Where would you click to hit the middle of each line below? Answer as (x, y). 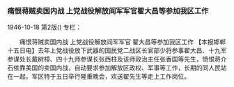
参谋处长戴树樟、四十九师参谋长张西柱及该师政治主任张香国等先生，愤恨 (111, 59)
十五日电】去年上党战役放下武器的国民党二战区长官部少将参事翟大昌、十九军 (117, 50)
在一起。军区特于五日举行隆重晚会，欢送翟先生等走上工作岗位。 (99, 77)
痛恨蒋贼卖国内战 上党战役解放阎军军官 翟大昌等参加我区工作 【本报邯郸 (123, 42)
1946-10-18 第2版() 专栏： (45, 27)
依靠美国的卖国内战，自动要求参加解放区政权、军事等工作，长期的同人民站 (120, 68)
